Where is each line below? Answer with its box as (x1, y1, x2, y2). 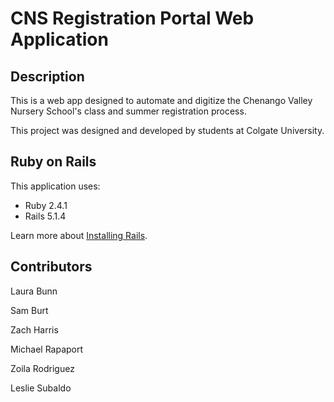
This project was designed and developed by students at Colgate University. (10, 125, 325, 136)
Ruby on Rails (10, 153, 97, 171)
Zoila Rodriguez (10, 362, 75, 374)
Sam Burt (10, 304, 49, 316)
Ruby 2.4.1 (24, 199, 68, 211)
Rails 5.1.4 (24, 210, 67, 222)
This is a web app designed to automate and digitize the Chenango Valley (10, 95, 313, 106)
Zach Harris (10, 323, 59, 336)
